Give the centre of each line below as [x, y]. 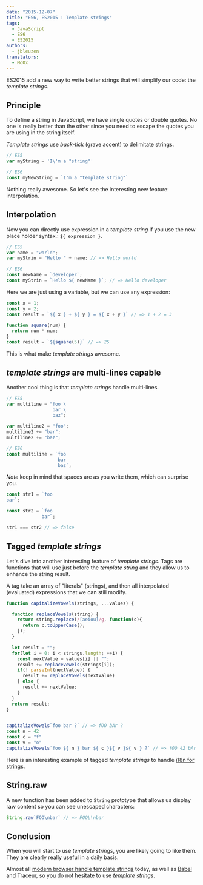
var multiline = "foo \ [36, 404]
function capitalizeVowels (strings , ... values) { [70, 603]
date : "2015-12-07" [31, 12]
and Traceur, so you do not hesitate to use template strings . [81, 875]
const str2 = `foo [29, 511]
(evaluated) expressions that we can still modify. [67, 592]
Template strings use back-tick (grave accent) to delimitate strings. [90, 144]
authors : [17, 46]
